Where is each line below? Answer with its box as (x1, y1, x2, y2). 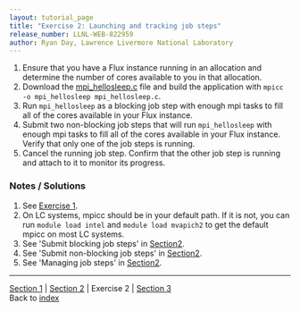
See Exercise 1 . (21, 200, 79, 211)
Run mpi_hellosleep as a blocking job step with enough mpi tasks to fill (21, 100, 284, 112)
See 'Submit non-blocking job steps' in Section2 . (21, 248, 203, 258)
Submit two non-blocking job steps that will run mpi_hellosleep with (21, 120, 272, 130)
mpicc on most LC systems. (21, 229, 125, 240)
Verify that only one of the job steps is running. (21, 139, 196, 149)
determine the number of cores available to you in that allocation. (21, 72, 262, 83)
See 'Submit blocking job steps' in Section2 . (21, 238, 185, 248)
